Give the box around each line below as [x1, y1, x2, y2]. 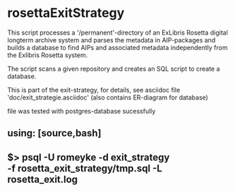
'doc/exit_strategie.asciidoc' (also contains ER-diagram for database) [7, 93, 208, 102]
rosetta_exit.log [7, 173, 78, 185]
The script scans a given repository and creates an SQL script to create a [7, 64, 220, 73]
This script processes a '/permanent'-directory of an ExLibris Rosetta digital [7, 28, 228, 37]
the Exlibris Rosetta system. [7, 51, 88, 59]
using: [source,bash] [7, 127, 102, 139]
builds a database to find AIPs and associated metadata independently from [7, 43, 228, 52]
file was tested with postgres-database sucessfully [7, 107, 156, 115]
